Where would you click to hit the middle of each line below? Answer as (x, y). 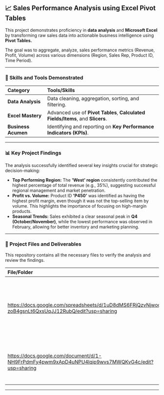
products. (22, 211)
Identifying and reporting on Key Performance (101, 127)
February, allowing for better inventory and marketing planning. (76, 227)
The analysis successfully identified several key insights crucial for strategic (82, 165)
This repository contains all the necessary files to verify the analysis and (78, 255)
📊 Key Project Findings (33, 153)
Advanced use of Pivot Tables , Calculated (96, 113)
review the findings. (25, 260)
